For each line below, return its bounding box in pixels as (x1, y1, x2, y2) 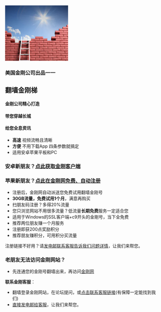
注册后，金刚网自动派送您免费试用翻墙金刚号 (12, 189, 103, 195)
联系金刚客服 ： (5, 279, 35, 285)
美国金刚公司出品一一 (5, 69, 55, 76)
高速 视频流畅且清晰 (12, 137, 53, 143)
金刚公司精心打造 (5, 100, 40, 106)
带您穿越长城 (5, 113, 31, 119)
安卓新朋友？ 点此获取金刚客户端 (5, 163, 81, 170)
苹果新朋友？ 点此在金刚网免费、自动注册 (5, 177, 101, 184)
